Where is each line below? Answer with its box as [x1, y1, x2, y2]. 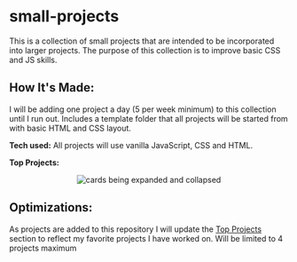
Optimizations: [9, 200, 93, 215]
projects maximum [9, 242, 77, 253]
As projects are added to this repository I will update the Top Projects [9, 224, 262, 234]
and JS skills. [9, 54, 58, 65]
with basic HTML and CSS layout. [9, 123, 131, 133]
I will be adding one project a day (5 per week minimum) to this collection [9, 104, 277, 115]
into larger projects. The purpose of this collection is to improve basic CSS [9, 44, 281, 55]
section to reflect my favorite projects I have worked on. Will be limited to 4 [9, 233, 284, 243]
